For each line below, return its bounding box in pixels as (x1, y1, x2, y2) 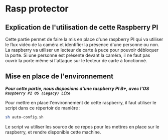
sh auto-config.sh (5, 114, 44, 119)
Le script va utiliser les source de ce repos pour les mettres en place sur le (5, 123, 159, 129)
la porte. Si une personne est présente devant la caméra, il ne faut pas (5, 52, 150, 58)
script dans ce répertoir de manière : (5, 105, 81, 111)
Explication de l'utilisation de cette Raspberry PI (5, 23, 158, 32)
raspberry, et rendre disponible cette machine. (5, 129, 101, 135)
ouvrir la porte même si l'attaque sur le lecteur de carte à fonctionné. (5, 58, 147, 63)
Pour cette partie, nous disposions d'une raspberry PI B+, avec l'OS (5, 85, 149, 91)
